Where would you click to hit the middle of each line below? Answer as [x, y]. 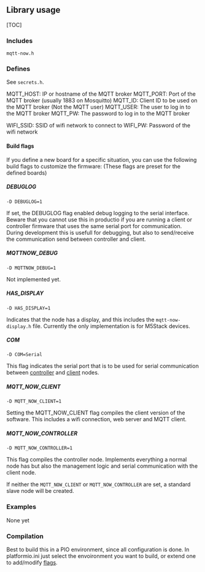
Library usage [33, 10]
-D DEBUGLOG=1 [25, 202]
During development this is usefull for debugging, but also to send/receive [100, 232]
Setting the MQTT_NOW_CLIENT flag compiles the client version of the [96, 413]
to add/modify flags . [32, 563]
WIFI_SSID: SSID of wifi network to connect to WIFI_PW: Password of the [99, 126]
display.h [19, 326]
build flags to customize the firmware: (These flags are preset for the [94, 166]
